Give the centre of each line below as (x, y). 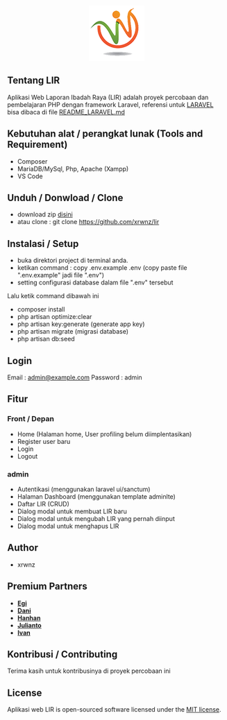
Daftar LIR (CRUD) (43, 504)
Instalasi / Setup (43, 244)
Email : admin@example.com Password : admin (75, 377)
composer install (41, 309)
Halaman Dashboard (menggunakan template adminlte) (96, 497)
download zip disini (45, 214)
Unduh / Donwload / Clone (65, 198)
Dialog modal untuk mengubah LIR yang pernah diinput (96, 519)
